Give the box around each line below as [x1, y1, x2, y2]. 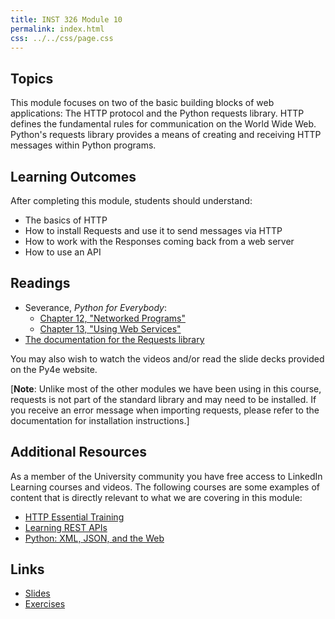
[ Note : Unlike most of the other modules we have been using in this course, [10, 382, 322, 395]
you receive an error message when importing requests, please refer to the [10, 404, 320, 416]
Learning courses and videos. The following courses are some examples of [10, 481, 320, 493]
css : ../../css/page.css [10, 33, 114, 43]
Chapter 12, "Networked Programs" [39, 312, 186, 324]
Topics [10, 70, 54, 87]
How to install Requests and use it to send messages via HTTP [24, 225, 283, 236]
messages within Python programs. [10, 139, 157, 151]
